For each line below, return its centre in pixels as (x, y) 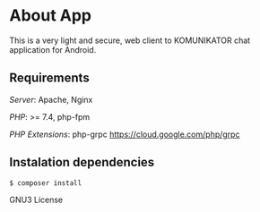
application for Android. (53, 49)
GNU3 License (36, 200)
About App (51, 16)
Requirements (49, 78)
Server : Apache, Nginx (51, 99)
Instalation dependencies (82, 162)
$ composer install (46, 183)
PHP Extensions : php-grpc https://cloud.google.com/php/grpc (125, 134)
